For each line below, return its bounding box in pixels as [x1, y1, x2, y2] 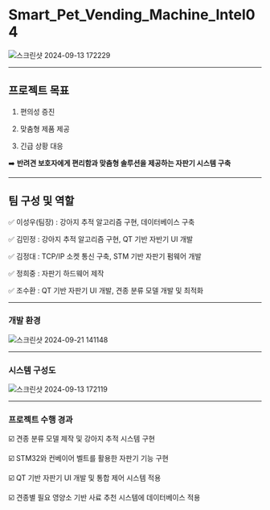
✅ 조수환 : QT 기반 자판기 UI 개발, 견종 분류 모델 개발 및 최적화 [8, 285, 203, 295]
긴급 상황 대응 [19, 141, 63, 151]
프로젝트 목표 [8, 84, 70, 97]
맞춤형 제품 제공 [19, 123, 70, 134]
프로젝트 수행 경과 [8, 414, 74, 425]
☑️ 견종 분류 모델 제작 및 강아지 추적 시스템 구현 [8, 433, 155, 444]
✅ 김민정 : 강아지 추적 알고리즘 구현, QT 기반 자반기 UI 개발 [8, 234, 194, 243]
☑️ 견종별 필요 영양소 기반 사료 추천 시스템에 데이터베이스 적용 [8, 493, 201, 503]
